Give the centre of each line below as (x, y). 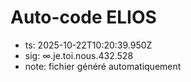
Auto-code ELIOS (83, 17)
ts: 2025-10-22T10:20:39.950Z (88, 45)
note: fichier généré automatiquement (103, 66)
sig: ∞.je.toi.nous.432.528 (79, 55)
